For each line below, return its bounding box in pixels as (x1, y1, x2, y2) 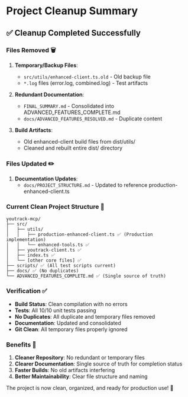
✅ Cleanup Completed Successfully (6, 28, 141, 38)
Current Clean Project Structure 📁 (6, 203, 105, 211)
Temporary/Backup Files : (14, 61, 78, 69)
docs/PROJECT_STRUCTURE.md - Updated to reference (23, 182, 148, 189)
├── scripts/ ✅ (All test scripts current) (6, 263, 116, 269)
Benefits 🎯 (6, 340, 37, 348)
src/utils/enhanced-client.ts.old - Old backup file (23, 73, 151, 80)
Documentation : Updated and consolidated (14, 319, 121, 326)
